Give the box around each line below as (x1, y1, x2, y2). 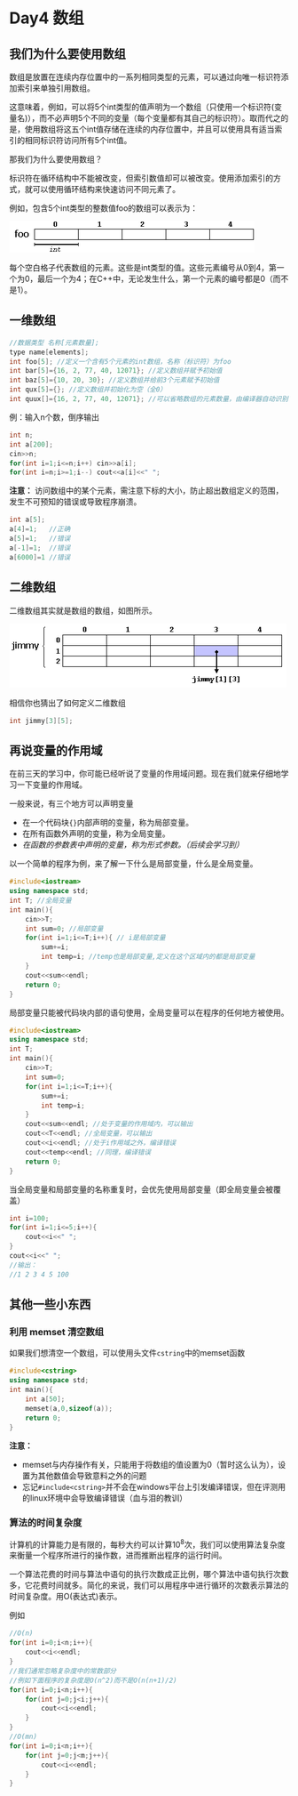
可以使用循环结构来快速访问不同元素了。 (32, 184, 180, 194)
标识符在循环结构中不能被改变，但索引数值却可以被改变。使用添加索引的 (9, 173, 273, 183)
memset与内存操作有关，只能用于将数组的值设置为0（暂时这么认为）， (21, 1459, 278, 1470)
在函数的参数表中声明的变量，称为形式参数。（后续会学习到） (21, 840, 244, 850)
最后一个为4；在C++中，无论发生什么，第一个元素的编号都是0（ (36, 273, 273, 284)
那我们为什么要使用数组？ (9, 154, 103, 165)
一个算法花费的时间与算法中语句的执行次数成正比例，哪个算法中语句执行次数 (9, 1569, 289, 1580)
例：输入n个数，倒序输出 (9, 411, 100, 423)
